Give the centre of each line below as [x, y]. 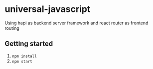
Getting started [29, 44]
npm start [22, 61]
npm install [24, 56]
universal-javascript [48, 9]
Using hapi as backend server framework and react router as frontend [76, 23]
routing [12, 28]
